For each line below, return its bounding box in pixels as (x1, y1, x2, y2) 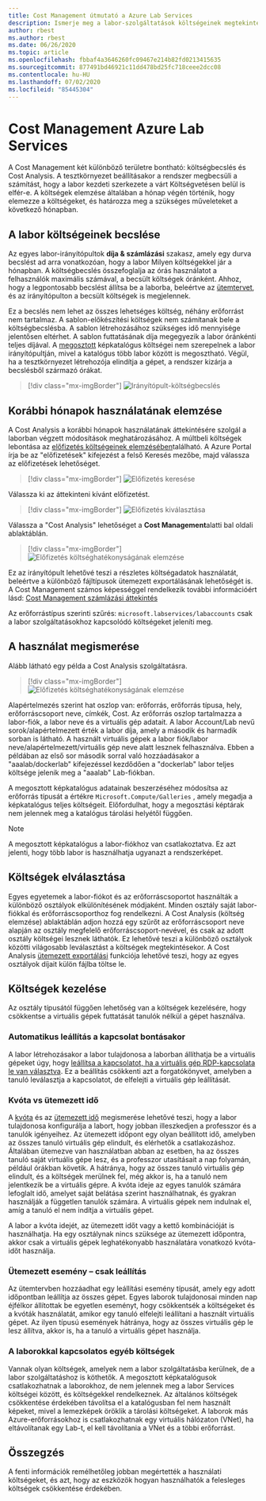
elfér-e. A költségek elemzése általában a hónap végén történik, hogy (8, 188, 235, 198)
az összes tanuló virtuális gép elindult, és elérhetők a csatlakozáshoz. (8, 1137, 236, 1147)
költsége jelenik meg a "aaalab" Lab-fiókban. (8, 768, 155, 777)
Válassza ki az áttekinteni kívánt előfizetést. (8, 489, 150, 498)
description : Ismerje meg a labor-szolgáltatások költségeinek (8, 19, 222, 27)
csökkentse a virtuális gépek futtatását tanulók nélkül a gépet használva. (8, 1011, 245, 1021)
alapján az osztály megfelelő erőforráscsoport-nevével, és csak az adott (8, 926, 244, 935)
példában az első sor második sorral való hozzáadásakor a (8, 751, 199, 760)
